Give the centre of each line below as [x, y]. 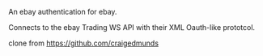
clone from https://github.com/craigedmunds [84, 43]
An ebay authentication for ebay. [63, 12]
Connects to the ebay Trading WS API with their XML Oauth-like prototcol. [132, 27]
